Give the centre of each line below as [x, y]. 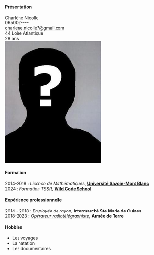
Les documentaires [31, 248]
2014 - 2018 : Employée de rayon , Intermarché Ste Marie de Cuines [73, 211]
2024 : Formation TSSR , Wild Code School [48, 189]
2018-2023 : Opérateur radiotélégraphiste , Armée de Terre [65, 216]
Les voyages [25, 238]
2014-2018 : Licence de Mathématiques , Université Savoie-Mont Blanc [77, 184]
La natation [23, 243]
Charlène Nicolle [22, 18]
